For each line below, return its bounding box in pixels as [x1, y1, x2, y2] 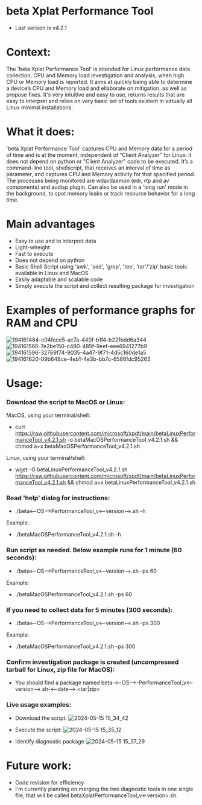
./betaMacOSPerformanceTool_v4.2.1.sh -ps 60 [14, 590, 133, 598]
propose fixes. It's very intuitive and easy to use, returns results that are [6, 91, 185, 98]
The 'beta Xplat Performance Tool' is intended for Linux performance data [6, 65, 191, 72]
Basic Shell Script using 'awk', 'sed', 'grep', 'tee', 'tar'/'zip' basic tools [14, 262, 188, 270]
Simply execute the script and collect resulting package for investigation [14, 282, 195, 289]
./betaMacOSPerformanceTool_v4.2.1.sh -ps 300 [14, 643, 136, 650]
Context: [6, 45, 51, 59]
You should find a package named [14, 679, 101, 686]
